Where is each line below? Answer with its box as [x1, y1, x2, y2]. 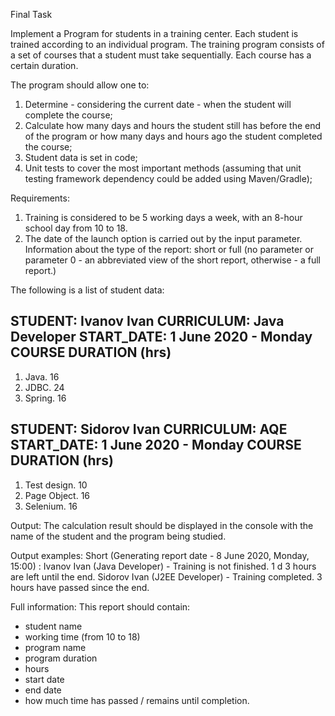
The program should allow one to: [10, 79, 150, 91]
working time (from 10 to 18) [24, 630, 141, 643]
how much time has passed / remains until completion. [24, 694, 250, 706]
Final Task [10, 9, 53, 20]
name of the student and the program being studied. [10, 530, 227, 542]
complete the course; [24, 109, 113, 121]
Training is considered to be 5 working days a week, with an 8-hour [24, 212, 303, 223]
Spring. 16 [24, 392, 67, 404]
